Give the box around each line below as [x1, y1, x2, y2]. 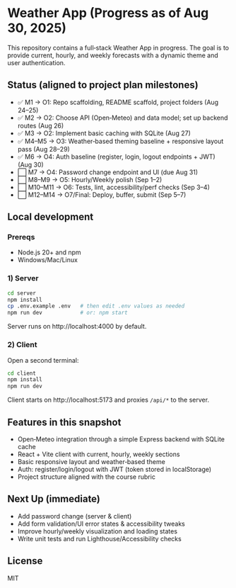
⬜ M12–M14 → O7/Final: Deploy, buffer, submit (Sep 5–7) [17, 190, 187, 199]
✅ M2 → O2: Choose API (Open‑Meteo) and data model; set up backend [17, 113, 228, 122]
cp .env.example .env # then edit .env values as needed [7, 303, 185, 310]
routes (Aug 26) [17, 121, 64, 130]
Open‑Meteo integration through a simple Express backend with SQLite [17, 434, 225, 443]
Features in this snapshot [7, 416, 122, 428]
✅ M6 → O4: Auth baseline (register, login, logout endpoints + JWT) [17, 152, 216, 161]
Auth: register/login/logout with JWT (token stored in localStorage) [17, 465, 212, 473]
